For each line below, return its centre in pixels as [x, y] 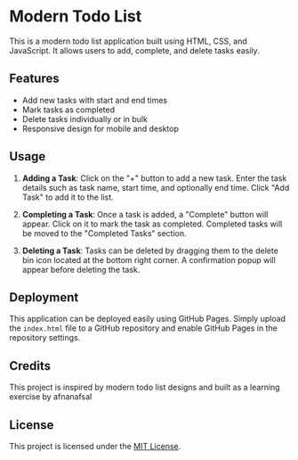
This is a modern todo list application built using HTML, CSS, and [128, 41]
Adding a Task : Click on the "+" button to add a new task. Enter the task [154, 178]
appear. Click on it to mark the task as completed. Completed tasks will [152, 224]
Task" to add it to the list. [68, 197]
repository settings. [45, 338]
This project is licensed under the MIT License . [95, 446]
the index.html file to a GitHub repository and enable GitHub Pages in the [143, 328]
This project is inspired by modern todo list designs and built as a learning [145, 387]
